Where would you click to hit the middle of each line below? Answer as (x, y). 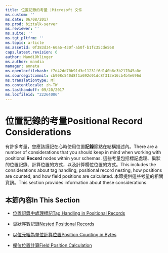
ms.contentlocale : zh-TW (31, 85)
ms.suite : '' (19, 33)
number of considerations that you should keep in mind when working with (83, 153)
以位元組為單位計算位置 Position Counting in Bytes (65, 235)
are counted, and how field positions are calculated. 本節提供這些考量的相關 (84, 176)
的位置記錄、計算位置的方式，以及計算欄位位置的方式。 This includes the (81, 165)
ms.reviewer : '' (22, 29)
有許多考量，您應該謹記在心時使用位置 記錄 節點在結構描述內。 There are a (81, 146)
